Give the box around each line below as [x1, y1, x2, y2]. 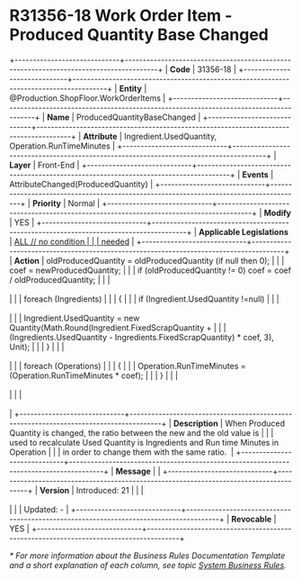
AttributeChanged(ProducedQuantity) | [9, 178, 154, 189]
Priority [32, 197, 61, 208]
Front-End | [37, 159, 80, 170]
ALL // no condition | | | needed [13, 236, 130, 247]
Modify [263, 207, 292, 218]
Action [13, 255, 40, 266]
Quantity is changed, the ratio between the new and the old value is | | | [9, 427, 274, 438]
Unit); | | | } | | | [9, 341, 65, 352]
